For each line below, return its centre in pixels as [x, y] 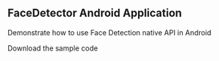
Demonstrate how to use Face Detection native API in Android [109, 32]
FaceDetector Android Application [95, 13]
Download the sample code [53, 48]
